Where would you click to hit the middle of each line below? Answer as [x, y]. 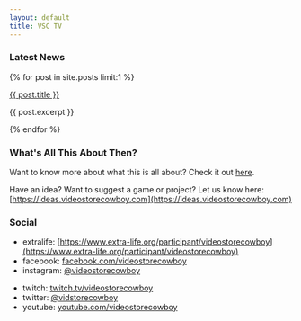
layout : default [40, 18]
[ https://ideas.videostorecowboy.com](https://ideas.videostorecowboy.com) [150, 200]
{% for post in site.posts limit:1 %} [72, 76]
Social [23, 223]
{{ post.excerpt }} [42, 111]
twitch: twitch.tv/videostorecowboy [88, 288]
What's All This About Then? [73, 152]
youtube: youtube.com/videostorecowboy [100, 308]
